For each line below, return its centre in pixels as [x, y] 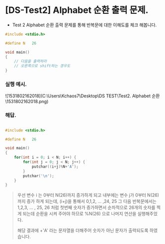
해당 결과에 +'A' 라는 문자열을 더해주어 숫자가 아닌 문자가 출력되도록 [83, 231]
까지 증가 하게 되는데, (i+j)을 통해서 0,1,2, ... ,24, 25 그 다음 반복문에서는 [87, 201]
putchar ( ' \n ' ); [39, 176]
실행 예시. [16, 84]
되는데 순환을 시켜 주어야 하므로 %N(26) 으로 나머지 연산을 [80, 214]
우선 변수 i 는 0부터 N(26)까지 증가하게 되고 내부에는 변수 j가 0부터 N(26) [88, 195]
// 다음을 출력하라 [30, 61]
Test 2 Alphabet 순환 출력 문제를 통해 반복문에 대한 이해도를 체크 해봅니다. [84, 25]
